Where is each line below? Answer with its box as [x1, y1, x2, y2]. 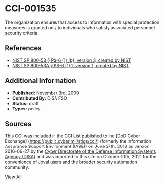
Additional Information [5, 77, 76, 85]
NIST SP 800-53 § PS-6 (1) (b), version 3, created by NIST [12, 57, 131, 63]
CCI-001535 [5, 3, 57, 14]
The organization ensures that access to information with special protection [5, 19, 160, 25]
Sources [5, 119, 32, 128]
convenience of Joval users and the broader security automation [5, 159, 138, 165]
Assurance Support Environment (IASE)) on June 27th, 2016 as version [5, 144, 150, 149]
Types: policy [12, 106, 41, 111]
